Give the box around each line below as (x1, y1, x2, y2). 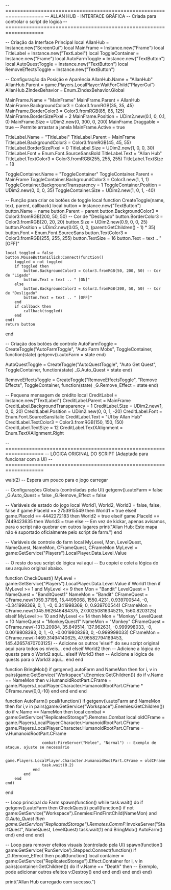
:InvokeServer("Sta (125, 821, 165, 827)
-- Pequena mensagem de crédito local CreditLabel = (5, 392, 117, 398)
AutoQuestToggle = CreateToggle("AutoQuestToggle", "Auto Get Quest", (5, 361, 157, 367)
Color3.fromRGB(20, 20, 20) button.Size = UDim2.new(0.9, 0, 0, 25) (5, 219, 148, 225)
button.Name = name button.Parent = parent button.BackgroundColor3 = (5, 208, 159, 214)
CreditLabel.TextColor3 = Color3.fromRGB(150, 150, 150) (5, 419, 124, 425)
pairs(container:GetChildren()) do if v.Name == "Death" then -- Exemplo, (5, 863, 158, 870)
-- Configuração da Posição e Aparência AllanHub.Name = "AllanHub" (5, 77, 153, 82)
